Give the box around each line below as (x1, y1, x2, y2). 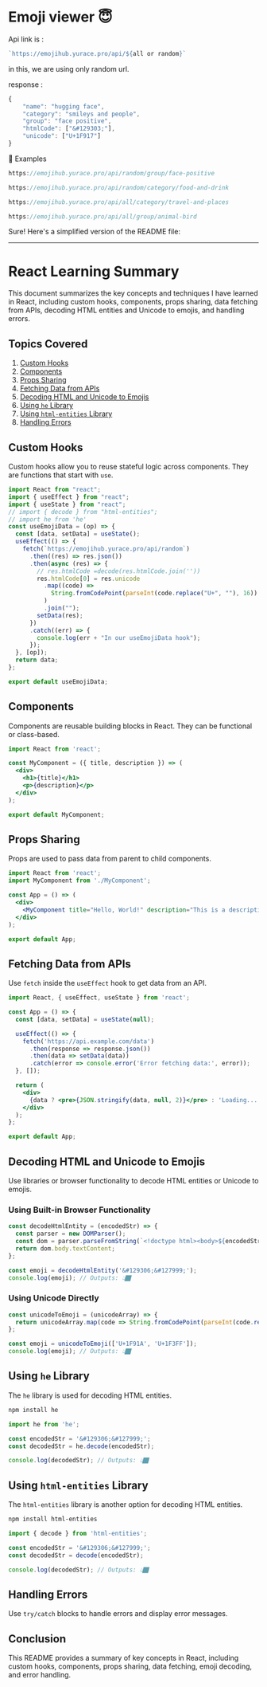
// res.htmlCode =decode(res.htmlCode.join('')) (37, 567, 201, 575)
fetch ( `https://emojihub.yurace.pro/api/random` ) (22, 545, 191, 553)
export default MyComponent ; (8, 810, 105, 818)
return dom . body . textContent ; (15, 1244, 115, 1253)
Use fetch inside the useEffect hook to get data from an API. (8, 979, 207, 988)
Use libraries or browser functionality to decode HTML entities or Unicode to (8, 1176, 259, 1185)
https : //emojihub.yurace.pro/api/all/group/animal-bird (8, 212, 197, 221)
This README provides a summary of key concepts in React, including (8, 1654, 239, 1663)
